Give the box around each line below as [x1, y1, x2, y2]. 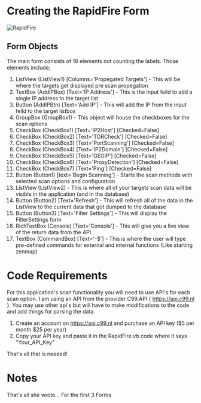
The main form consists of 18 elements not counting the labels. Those [7, 57, 179, 64]
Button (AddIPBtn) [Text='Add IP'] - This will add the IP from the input [15, 101, 187, 108]
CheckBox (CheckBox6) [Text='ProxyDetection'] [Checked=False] [15, 158, 179, 166]
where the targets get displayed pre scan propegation [15, 82, 148, 89]
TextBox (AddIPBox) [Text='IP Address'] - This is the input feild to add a [15, 88, 193, 95]
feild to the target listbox [15, 107, 76, 115]
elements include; [7, 64, 51, 71]
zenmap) [15, 247, 38, 255]
